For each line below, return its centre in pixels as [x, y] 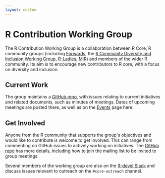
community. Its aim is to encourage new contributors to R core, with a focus [82, 64]
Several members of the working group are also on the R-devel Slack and [80, 166]
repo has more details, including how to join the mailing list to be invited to [81, 151]
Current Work [27, 85]
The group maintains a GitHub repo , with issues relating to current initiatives [83, 97]
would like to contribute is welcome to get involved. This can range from [79, 140]
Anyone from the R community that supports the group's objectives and [78, 135]
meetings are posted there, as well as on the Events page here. [69, 107]
